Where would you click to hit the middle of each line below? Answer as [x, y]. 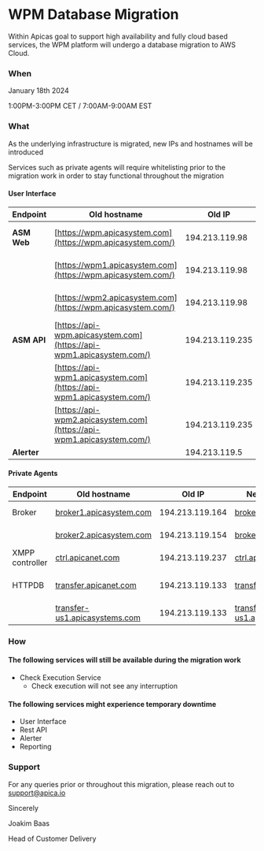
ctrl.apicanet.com [87, 557]
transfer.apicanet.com [96, 585]
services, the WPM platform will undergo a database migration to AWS [122, 44]
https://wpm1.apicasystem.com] [118, 265]
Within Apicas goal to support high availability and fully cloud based [118, 36]
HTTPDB [28, 585]
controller [30, 563]
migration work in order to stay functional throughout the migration [116, 176]
